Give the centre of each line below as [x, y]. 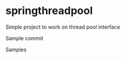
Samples [16, 49]
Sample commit [24, 38]
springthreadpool [49, 11]
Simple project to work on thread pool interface [63, 27]
